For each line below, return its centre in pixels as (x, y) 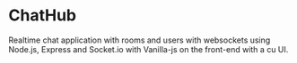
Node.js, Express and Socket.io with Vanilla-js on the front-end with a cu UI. (148, 49)
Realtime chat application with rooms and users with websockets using (140, 40)
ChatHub (43, 16)
